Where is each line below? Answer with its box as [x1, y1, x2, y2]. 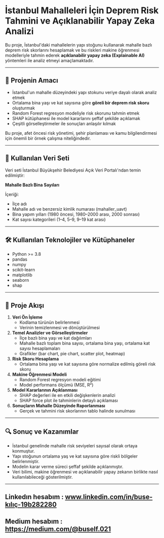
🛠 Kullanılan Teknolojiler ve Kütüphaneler [5, 236, 135, 244]
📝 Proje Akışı [5, 301, 44, 310]
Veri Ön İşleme [12, 314, 43, 320]
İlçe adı [12, 201, 27, 207]
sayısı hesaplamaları [19, 345, 61, 351]
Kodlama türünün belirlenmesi [19, 319, 80, 325]
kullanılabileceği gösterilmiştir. [12, 474, 73, 480]
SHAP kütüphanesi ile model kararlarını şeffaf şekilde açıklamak [12, 115, 141, 121]
